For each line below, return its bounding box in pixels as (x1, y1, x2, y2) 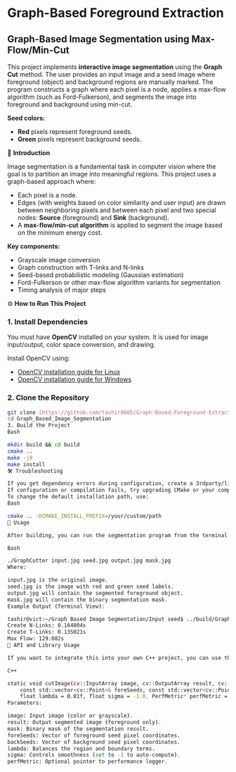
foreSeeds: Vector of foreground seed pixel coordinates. (7, 732, 181, 739)
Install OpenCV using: (7, 354, 70, 362)
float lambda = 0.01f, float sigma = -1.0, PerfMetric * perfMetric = (20, 693, 228, 700)
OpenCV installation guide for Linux (17, 368, 121, 376)
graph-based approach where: (7, 178, 96, 185)
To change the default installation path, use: (7, 494, 150, 501)
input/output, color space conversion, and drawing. (7, 341, 156, 349)
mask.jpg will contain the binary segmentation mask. (7, 596, 169, 603)
